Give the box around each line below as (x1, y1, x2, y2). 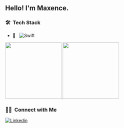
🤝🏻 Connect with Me (5, 106, 57, 113)
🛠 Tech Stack (5, 19, 41, 26)
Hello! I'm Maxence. (5, 4, 69, 12)
